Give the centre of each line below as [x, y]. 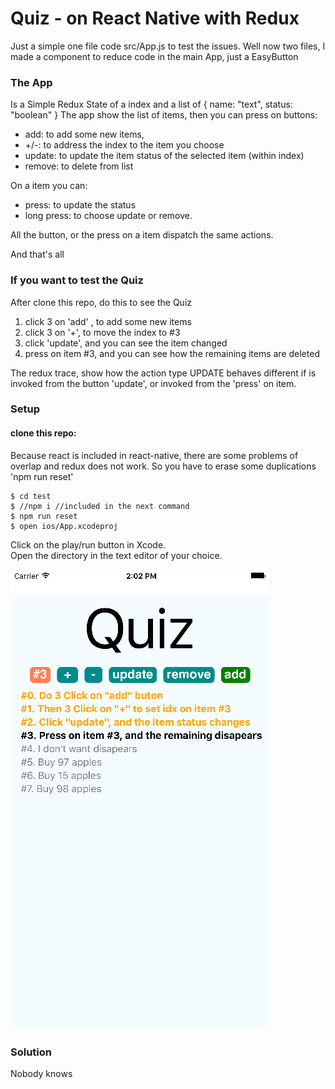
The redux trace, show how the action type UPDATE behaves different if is [163, 373]
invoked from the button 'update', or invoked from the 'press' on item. [153, 383]
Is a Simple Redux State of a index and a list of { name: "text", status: [151, 104]
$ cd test [31, 496]
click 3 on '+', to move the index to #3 [102, 332]
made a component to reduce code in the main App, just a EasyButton [154, 56]
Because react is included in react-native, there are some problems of [154, 455]
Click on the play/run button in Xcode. [88, 544]
